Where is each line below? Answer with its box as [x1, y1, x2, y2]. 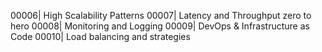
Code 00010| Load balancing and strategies [10, 31, 191, 42]
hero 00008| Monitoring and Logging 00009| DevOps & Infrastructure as [10, 20, 310, 32]
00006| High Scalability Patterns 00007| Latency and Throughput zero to [10, 10, 312, 21]
